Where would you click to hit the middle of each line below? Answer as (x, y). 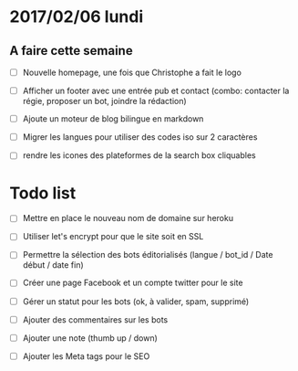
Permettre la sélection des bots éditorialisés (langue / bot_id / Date (148, 255)
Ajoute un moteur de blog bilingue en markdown (113, 119)
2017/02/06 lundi (77, 17)
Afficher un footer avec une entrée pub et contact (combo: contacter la (156, 91)
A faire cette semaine (72, 51)
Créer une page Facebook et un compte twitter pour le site (133, 283)
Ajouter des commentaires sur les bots (95, 319)
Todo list (43, 193)
